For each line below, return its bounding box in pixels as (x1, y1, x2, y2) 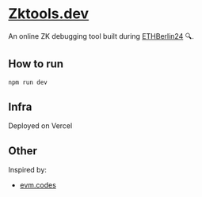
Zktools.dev (8, 5, 90, 23)
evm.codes (19, 180, 57, 190)
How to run (8, 57, 64, 71)
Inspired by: (8, 165, 48, 175)
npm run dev (8, 78, 48, 86)
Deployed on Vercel (8, 121, 73, 131)
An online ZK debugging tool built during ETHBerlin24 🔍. (8, 31, 194, 40)
